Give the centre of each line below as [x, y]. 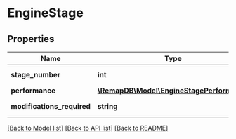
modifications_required [51, 106]
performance [33, 91]
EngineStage [46, 13]
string [107, 106]
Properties [31, 39]
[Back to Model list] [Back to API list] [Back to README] [88, 128]
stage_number [36, 75]
